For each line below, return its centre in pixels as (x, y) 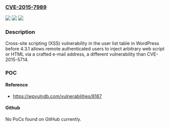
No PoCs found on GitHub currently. (43, 119)
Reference (17, 85)
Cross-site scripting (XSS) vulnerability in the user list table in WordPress (82, 43)
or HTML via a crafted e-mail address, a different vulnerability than (76, 54)
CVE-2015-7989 (26, 7)
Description (20, 32)
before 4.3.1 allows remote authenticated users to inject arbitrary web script (85, 48)
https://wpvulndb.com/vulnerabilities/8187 (57, 96)
